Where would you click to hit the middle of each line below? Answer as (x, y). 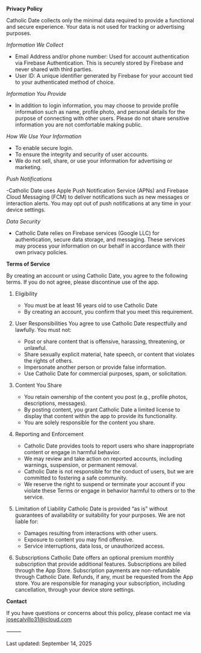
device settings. (26, 210)
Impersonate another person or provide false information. (95, 367)
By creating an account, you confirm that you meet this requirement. (109, 312)
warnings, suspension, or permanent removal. (81, 465)
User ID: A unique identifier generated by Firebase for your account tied (104, 76)
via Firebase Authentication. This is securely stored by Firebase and (99, 63)
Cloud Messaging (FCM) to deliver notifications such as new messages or (98, 197)
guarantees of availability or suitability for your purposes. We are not (100, 515)
